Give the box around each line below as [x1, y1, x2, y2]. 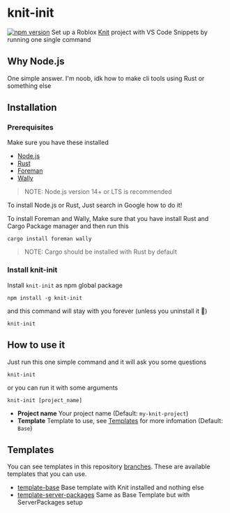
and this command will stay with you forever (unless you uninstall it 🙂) [7, 307, 208, 315]
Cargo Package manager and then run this [7, 222, 129, 231]
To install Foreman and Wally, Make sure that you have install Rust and [7, 215, 209, 223]
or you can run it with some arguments [7, 383, 118, 392]
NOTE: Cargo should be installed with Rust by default [24, 247, 177, 256]
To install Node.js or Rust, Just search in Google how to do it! [7, 201, 183, 210]
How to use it [7, 339, 66, 351]
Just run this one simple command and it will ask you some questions [7, 358, 207, 366]
